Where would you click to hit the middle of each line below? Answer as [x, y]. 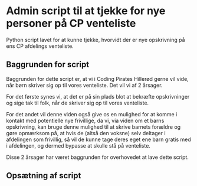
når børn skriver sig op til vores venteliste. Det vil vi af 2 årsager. [84, 85]
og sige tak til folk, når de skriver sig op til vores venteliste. [78, 103]
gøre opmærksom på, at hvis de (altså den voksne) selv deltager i [86, 133]
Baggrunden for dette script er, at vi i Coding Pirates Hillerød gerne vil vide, [97, 79]
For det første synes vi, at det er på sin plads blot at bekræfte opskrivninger [98, 96]
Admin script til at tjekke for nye [86, 11]
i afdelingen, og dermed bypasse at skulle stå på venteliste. [78, 145]
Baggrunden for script [48, 65]
